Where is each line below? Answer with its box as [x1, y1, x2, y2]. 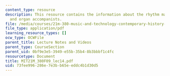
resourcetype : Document [5, 53, 56, 59]
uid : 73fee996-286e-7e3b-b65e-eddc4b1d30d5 [5, 63, 99, 68]
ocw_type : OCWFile [5, 35, 44, 40]
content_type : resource [5, 7, 56, 12]
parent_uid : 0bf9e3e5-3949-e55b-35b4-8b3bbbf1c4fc [5, 49, 114, 54]
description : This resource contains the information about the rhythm [5, 12, 159, 17]
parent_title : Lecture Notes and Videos [5, 40, 92, 45]
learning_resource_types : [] [5, 30, 67, 35]
